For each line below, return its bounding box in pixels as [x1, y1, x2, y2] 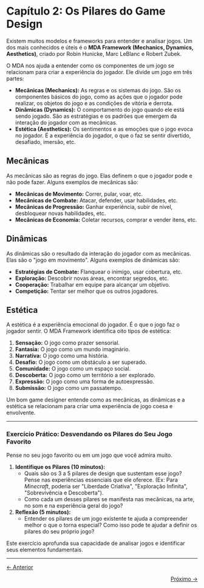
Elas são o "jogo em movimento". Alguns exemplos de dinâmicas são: [6, 256, 180, 264]
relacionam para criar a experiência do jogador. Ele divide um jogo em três [6, 68, 192, 75]
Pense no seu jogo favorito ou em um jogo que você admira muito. [6, 451, 173, 459]
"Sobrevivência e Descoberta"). [24, 489, 104, 496]
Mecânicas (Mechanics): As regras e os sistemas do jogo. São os [15, 86, 181, 94]
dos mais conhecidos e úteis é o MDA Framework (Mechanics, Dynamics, [6, 44, 194, 51]
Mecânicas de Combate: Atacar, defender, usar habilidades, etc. [15, 196, 178, 204]
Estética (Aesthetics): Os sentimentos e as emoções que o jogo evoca [15, 125, 193, 132]
